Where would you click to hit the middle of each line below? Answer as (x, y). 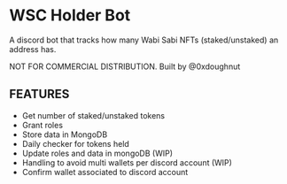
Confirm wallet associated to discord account (105, 172)
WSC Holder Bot (70, 15)
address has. (33, 49)
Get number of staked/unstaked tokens (93, 115)
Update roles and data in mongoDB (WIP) (97, 153)
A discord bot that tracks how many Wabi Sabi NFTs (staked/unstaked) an (144, 40)
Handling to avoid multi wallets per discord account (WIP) (127, 162)
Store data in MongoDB (65, 134)
